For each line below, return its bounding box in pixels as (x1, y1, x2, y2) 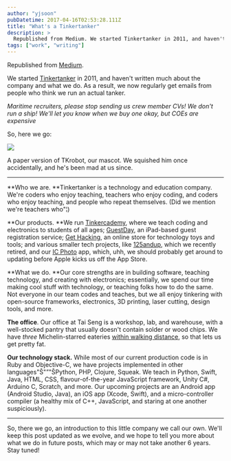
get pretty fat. (7, 340, 46, 348)
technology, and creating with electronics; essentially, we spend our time (7, 276, 214, 284)
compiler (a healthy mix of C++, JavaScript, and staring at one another (7, 397, 208, 405)
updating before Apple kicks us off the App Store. (7, 255, 148, 263)
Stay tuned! (7, 446, 40, 454)
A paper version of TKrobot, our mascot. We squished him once (7, 156, 188, 164)
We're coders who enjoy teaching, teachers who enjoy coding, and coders (7, 190, 219, 199)
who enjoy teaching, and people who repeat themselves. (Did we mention (7, 198, 216, 206)
